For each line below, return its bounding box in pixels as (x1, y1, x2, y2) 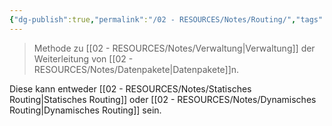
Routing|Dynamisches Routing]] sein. (9, 104, 162, 116)
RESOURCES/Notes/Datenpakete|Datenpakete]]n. (33, 63, 240, 75)
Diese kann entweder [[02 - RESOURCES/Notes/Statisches (9, 82, 252, 95)
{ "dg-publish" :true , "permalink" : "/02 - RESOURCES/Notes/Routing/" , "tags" (9, 14, 324, 25)
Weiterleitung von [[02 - (33, 52, 134, 65)
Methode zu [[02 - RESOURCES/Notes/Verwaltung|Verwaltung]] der (33, 42, 316, 54)
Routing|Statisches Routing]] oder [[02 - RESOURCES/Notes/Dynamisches (9, 93, 317, 105)
